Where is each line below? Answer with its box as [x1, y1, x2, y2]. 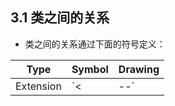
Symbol [71, 62, 109, 76]
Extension [15, 79, 62, 93]
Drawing [118, 62, 160, 76]
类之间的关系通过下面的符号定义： [24, 38, 166, 50]
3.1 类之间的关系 [10, 9, 110, 27]
